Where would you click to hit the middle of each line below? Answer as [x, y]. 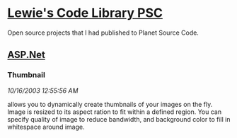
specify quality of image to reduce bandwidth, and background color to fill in [119, 119]
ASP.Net [27, 55]
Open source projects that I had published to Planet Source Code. [103, 33]
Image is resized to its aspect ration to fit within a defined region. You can [114, 112]
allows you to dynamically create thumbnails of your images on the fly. [110, 104]
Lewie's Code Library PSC [85, 13]
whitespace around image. [46, 127]
